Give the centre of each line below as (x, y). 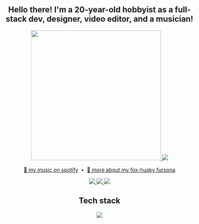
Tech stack (99, 201)
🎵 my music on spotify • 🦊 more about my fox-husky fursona (99, 170)
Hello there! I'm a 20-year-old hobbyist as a (91, 10)
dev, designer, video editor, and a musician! (111, 19)
